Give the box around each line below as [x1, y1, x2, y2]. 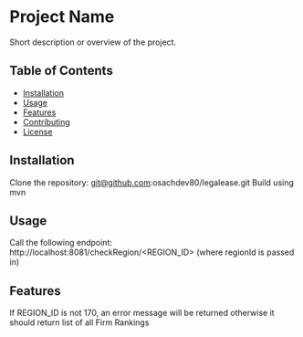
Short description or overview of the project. [9, 37, 176, 47]
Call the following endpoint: [9, 237, 112, 248]
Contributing [22, 116, 70, 127]
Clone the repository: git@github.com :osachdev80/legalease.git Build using [9, 176, 295, 188]
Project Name [9, 6, 115, 27]
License [22, 126, 53, 137]
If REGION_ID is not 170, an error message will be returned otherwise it [9, 308, 276, 319]
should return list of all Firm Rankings [9, 317, 150, 328]
